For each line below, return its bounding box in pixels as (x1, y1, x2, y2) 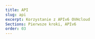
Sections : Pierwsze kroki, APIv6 (5, 21, 77, 27)
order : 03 (5, 26, 27, 31)
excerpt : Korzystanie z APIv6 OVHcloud (5, 17, 90, 22)
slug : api (5, 12, 27, 17)
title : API (5, 7, 29, 13)
